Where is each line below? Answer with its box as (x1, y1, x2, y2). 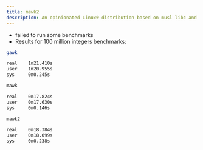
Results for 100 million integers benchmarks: (15, 38, 126, 45)
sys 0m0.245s (6, 72, 50, 78)
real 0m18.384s (6, 127, 53, 133)
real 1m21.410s (6, 60, 53, 67)
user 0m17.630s (6, 99, 53, 105)
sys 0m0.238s (6, 138, 50, 145)
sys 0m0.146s (6, 104, 50, 111)
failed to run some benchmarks (15, 31, 94, 38)
